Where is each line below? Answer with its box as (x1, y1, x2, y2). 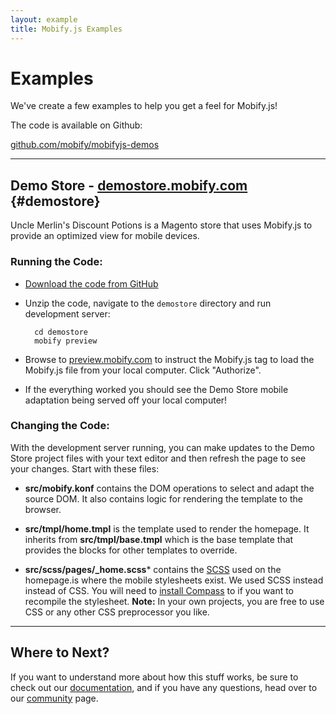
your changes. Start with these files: (10, 462, 160, 475)
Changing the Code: (10, 419, 110, 433)
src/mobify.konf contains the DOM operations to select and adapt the (24, 482, 315, 494)
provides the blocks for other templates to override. (24, 544, 238, 556)
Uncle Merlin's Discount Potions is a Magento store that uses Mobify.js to (10, 219, 313, 231)
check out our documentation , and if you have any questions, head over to (10, 681, 318, 693)
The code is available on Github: (10, 119, 143, 131)
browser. (24, 503, 62, 515)
